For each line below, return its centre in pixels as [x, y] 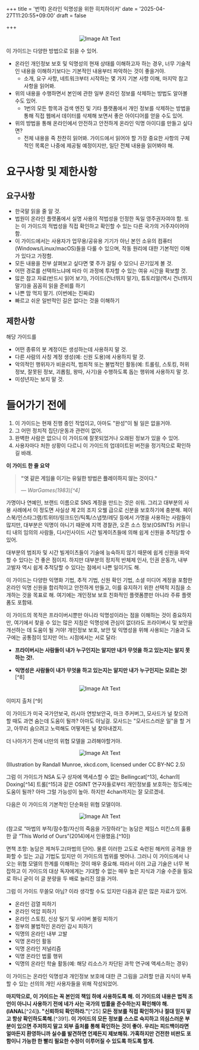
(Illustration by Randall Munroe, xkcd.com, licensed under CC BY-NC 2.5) [96, 764]
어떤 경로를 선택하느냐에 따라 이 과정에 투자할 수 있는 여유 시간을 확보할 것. [101, 271]
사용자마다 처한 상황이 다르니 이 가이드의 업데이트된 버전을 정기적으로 [95, 445]
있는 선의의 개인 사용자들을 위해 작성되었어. [69, 983]
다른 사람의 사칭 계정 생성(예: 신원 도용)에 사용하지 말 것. [80, 357]
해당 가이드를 [21, 336]
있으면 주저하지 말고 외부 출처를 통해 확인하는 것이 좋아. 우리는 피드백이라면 [103, 1026]
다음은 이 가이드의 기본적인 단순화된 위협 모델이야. [64, 804]
